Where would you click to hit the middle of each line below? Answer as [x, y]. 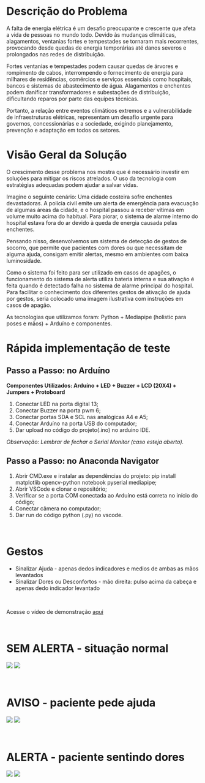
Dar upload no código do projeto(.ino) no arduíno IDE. [83, 429]
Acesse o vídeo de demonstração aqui [55, 611]
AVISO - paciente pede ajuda [81, 702]
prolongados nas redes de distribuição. [56, 54]
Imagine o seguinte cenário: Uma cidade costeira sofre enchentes [89, 197]
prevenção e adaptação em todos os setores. [63, 130]
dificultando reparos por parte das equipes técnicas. [73, 99]
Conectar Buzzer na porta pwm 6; [58, 410]
